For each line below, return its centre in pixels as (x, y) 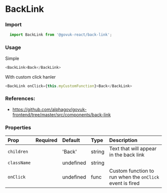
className (19, 163)
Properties (18, 127)
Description (123, 140)
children (18, 152)
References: (20, 98)
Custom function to (131, 171)
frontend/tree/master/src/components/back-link (61, 114)
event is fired (125, 183)
